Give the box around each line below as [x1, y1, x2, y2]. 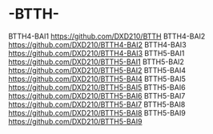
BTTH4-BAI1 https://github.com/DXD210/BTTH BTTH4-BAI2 [8, 31, 206, 41]
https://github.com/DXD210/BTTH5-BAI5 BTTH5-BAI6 [8, 82, 186, 92]
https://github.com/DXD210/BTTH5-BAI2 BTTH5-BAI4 [8, 65, 187, 75]
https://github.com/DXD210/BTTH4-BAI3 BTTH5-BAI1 [8, 48, 185, 58]
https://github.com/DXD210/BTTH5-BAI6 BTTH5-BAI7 [8, 91, 186, 100]
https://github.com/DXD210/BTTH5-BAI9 [8, 116, 143, 126]
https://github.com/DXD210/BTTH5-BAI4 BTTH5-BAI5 [8, 74, 186, 83]
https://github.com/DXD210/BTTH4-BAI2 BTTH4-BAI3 [8, 39, 187, 49]
